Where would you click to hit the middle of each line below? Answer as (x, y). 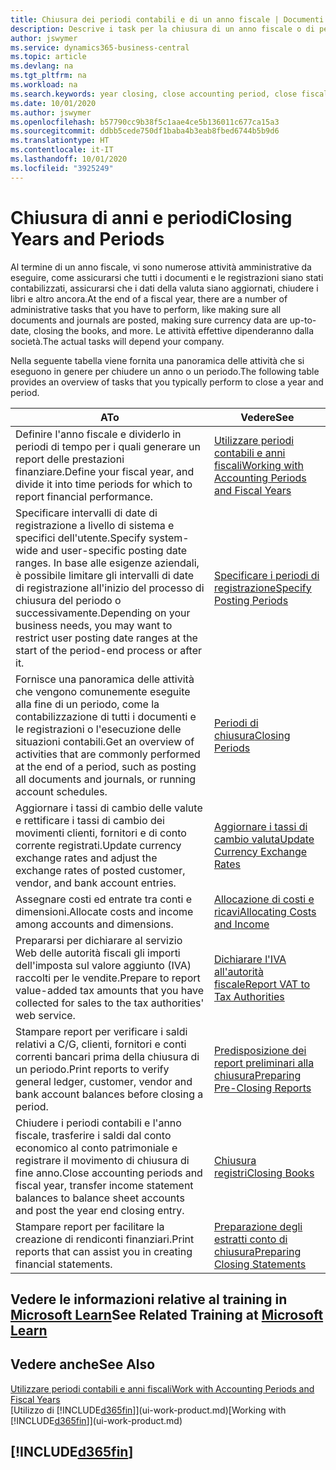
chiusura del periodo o (68, 600)
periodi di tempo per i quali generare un (108, 446)
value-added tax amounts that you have (110, 990)
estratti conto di (250, 1239)
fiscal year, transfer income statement (104, 1185)
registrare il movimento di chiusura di (102, 1160)
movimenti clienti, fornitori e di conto (101, 833)
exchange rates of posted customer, (100, 870)
